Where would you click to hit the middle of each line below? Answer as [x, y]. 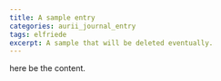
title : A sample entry [52, 18]
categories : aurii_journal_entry [73, 26]
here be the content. [48, 68]
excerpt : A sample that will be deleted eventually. [111, 43]
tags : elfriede [38, 34]
